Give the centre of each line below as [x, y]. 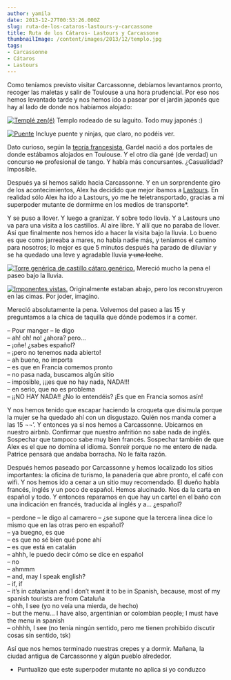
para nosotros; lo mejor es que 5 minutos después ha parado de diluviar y [112, 247]
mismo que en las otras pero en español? [66, 525]
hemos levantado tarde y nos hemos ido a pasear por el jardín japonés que [113, 99]
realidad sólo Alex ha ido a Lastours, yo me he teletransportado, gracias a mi [116, 197]
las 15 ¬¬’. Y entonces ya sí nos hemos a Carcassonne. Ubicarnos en [105, 424]
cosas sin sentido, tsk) [39, 635]
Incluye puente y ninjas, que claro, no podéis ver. [105, 134]
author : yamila [29, 13]
